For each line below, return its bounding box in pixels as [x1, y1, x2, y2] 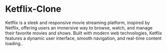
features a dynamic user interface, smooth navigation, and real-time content [5, 35, 162, 41]
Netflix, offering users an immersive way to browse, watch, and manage [5, 25, 153, 30]
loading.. [5, 40, 23, 46]
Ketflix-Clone [5, 3, 61, 15]
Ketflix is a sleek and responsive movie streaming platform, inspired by [5, 20, 151, 25]
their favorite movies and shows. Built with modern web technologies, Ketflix [5, 30, 163, 36]
